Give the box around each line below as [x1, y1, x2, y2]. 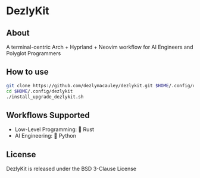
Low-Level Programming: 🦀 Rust [14, 126, 94, 133]
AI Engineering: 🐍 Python [14, 132, 76, 139]
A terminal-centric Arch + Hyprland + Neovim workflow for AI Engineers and [6, 43, 193, 50]
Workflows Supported [6, 110, 90, 120]
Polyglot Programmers [6, 50, 61, 57]
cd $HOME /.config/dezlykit [6, 88, 73, 94]
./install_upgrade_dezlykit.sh [6, 94, 84, 100]
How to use [6, 67, 49, 77]
